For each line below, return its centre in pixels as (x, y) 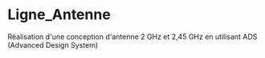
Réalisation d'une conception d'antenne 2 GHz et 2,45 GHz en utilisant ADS (132, 37)
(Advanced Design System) (53, 44)
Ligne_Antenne (59, 15)
